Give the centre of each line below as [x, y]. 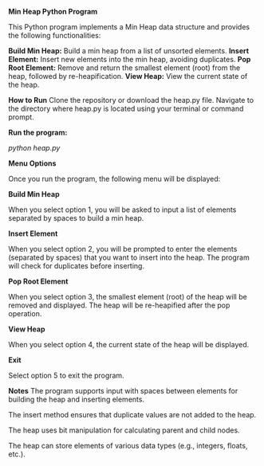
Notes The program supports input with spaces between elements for [123, 391]
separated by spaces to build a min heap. [76, 218]
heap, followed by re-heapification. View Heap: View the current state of [128, 76]
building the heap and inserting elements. [77, 399]
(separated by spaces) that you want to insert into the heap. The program [129, 257]
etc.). [17, 454]
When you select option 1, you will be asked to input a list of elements [122, 210]
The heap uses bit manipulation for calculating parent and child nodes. [124, 430]
